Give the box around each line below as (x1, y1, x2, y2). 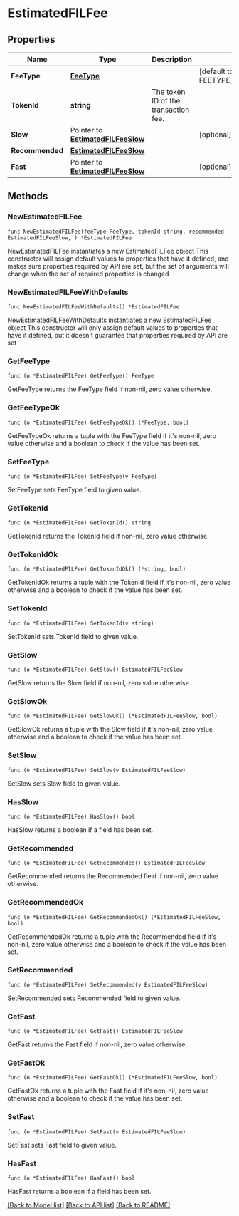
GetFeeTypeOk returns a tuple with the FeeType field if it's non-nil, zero (7, 431, 217, 440)
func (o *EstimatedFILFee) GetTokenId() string (7, 519, 152, 526)
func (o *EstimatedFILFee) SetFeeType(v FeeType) (7, 472, 158, 480)
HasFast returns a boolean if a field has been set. (7, 1188, 152, 1196)
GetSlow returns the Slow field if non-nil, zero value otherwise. (7, 679, 191, 687)
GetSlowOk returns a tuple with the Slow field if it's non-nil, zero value (7, 725, 213, 734)
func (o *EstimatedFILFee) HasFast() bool (7, 1175, 135, 1182)
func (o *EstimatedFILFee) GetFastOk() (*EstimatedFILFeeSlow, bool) (7, 1074, 218, 1081)
